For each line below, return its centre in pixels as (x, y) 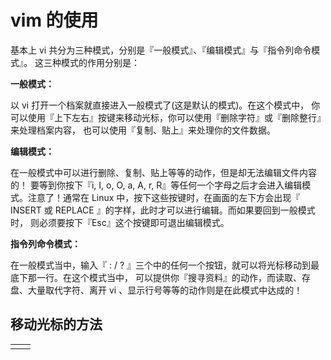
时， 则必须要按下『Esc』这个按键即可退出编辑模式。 (120, 222)
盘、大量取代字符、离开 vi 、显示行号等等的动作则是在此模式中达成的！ (156, 290)
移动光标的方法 (56, 324)
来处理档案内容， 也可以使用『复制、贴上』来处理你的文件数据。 (143, 130)
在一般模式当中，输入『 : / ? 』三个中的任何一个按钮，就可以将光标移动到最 (165, 265)
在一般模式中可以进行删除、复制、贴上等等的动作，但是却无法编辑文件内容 (163, 172)
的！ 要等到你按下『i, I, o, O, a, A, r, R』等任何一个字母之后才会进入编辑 (156, 185)
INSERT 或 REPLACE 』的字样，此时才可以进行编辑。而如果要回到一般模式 (163, 210)
